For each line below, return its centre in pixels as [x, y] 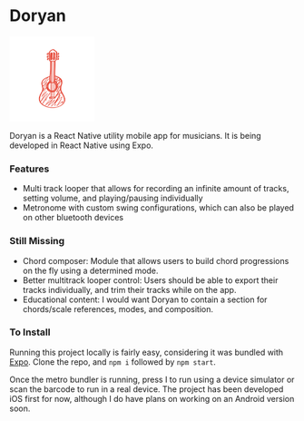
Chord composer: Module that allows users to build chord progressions [156, 260]
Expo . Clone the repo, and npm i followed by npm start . [113, 362]
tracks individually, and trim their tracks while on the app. [129, 289]
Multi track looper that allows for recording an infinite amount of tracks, [156, 189]
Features [29, 169]
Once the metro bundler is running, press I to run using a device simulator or [152, 379]
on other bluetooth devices [73, 218]
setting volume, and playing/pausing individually [113, 198]
